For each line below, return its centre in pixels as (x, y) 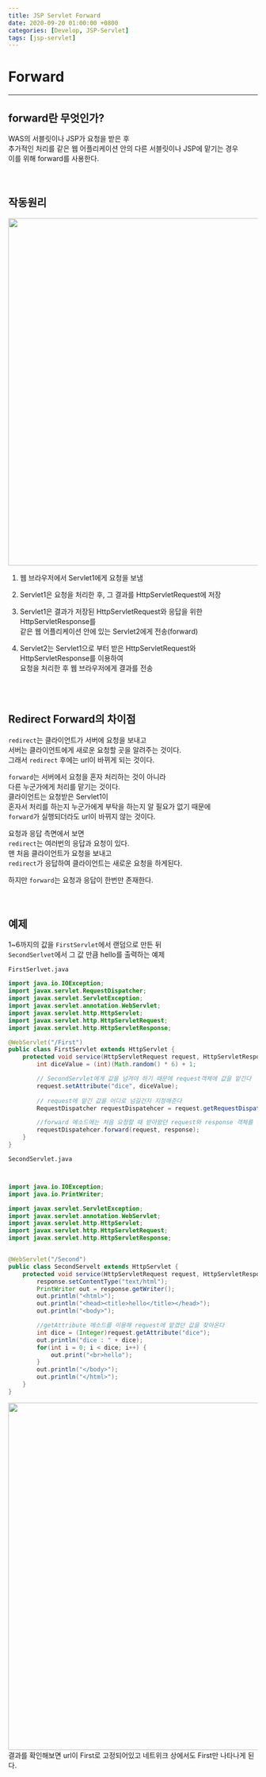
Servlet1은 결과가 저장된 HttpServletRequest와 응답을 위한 (111, 611)
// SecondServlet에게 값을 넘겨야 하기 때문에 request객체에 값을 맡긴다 (144, 1079)
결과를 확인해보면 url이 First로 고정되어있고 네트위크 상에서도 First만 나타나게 (127, 1755)
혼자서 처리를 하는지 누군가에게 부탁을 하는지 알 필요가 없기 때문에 (110, 806)
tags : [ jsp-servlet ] (42, 38)
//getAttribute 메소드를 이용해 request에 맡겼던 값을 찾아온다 (131, 1326)
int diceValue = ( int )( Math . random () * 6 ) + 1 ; (116, 1065)
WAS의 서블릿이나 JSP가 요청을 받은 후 (69, 139)
